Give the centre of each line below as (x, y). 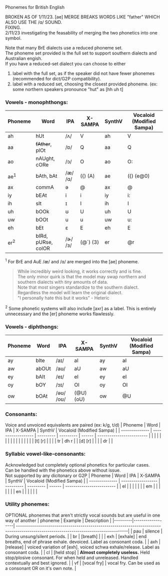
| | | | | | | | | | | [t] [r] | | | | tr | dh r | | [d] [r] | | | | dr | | (59, 441)
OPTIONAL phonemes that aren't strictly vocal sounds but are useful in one (83, 515)
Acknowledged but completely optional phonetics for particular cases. (77, 465)
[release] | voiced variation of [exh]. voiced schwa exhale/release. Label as (82, 547)
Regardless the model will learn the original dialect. (70, 292)
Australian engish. (24, 58)
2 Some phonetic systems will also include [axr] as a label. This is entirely (81, 308)
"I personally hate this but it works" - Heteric (63, 298)
